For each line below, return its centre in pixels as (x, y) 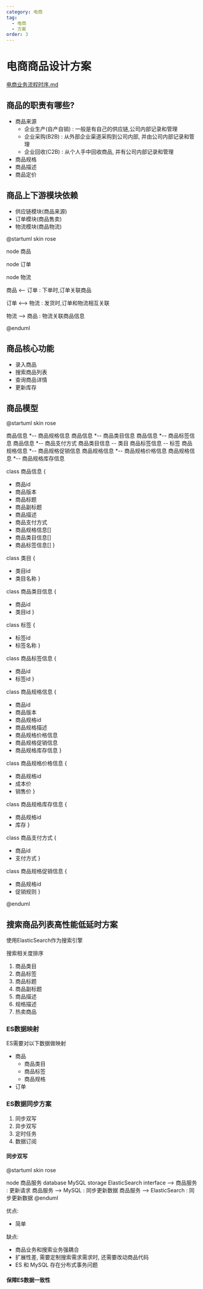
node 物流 (19, 277)
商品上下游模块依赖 (42, 195)
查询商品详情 (31, 379)
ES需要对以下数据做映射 (36, 1043)
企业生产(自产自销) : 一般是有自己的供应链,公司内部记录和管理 (101, 129)
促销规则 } (28, 892)
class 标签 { (21, 625)
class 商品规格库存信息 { (37, 804)
